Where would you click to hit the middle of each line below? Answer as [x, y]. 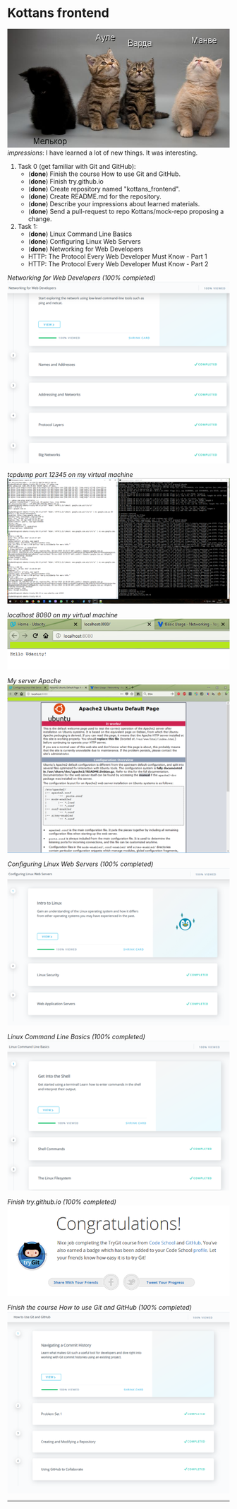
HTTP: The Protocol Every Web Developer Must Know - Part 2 [118, 264]
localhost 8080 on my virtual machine [63, 615]
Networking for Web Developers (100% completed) [82, 278]
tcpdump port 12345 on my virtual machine [70, 474]
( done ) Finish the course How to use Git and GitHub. [104, 174]
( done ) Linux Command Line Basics [80, 234]
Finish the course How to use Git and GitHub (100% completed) [99, 1307]
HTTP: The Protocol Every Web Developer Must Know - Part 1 [117, 256]
